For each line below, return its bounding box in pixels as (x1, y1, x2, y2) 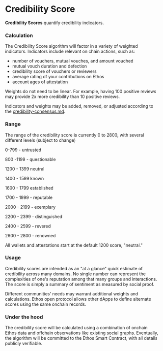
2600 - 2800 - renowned (5, 232, 56, 238)
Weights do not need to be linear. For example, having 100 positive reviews (5, 89, 157, 95)
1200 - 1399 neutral (5, 166, 45, 172)
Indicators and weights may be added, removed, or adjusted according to (5, 103, 154, 109)
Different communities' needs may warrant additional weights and (5, 290, 138, 296)
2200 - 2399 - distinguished (5, 213, 63, 220)
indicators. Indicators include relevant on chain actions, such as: (5, 48, 135, 55)
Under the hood (5, 314, 43, 320)
